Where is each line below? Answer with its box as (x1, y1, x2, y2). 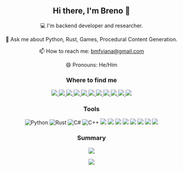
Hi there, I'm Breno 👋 (53, 6, 130, 16)
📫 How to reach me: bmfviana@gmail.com (39, 47, 144, 54)
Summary (77, 134, 106, 142)
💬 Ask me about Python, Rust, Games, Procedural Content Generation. (5, 36, 178, 43)
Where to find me (65, 76, 118, 84)
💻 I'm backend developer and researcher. (40, 22, 143, 29)
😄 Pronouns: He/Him (65, 61, 118, 68)
